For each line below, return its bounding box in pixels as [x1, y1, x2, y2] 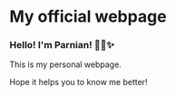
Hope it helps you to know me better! [9, 77, 148, 88]
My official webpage [9, 6, 167, 27]
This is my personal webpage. [9, 59, 122, 70]
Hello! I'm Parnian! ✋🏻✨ [9, 39, 115, 52]
